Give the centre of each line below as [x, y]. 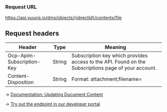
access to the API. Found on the [108, 62]
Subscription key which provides [110, 56]
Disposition [21, 82]
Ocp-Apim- [22, 56]
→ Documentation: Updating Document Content [54, 95]
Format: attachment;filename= [107, 79]
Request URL [21, 7]
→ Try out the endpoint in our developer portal [53, 104]
